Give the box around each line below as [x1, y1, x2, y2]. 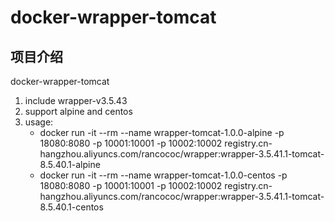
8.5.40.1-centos [39, 201, 104, 213]
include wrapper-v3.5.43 [24, 95, 128, 106]
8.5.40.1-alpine [39, 159, 101, 170]
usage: [24, 116, 54, 128]
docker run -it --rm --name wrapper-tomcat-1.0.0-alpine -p [39, 127, 285, 138]
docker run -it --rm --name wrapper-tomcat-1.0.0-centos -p [39, 169, 288, 181]
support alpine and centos [24, 106, 133, 117]
